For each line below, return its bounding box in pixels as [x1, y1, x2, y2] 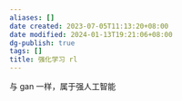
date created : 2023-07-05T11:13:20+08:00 [9, 22, 169, 31]
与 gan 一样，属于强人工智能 [9, 81, 116, 91]
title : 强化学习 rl [9, 55, 78, 64]
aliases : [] [9, 13, 55, 23]
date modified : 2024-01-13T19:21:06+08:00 [9, 30, 173, 39]
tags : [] [9, 47, 43, 56]
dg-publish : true [9, 38, 76, 48]
